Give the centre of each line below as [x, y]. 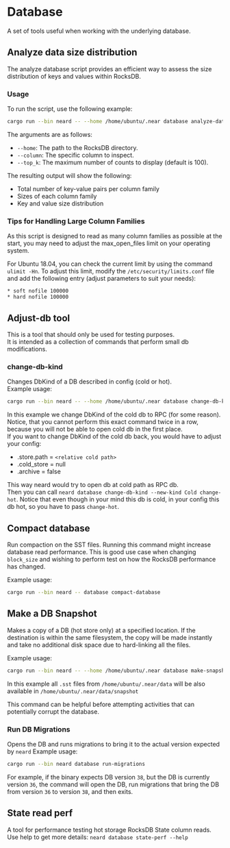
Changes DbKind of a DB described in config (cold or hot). [90, 382]
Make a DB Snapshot [52, 614]
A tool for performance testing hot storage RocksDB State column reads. [110, 830]
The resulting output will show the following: [69, 175]
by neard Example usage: [42, 751]
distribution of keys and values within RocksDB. [74, 76]
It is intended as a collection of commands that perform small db [98, 342]
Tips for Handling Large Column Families [76, 221]
